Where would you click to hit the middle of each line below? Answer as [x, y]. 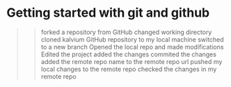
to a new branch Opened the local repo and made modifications [132, 47]
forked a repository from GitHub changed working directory [126, 32]
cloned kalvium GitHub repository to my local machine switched [132, 39]
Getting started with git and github [108, 13]
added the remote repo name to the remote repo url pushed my [132, 61]
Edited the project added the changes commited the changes [129, 54]
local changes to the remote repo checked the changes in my [129, 69]
